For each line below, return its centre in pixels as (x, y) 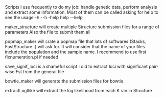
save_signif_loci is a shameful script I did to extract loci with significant (76, 66)
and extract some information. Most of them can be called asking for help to (82, 12)
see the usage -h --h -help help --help (44, 17)
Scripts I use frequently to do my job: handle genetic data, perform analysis (81, 7)
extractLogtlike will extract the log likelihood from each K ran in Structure (79, 90)
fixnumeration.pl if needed (32, 57)
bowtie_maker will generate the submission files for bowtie (64, 81)
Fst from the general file (40, 72)
